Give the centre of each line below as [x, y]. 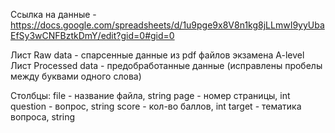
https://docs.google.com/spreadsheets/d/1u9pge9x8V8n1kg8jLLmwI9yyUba [167, 25]
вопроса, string [43, 117]
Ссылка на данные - [53, 14]
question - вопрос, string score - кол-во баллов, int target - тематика [156, 106]
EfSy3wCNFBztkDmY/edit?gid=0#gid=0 [92, 35]
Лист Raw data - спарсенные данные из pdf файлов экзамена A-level [157, 55]
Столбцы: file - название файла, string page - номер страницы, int [150, 95]
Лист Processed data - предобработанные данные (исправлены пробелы [166, 65]
